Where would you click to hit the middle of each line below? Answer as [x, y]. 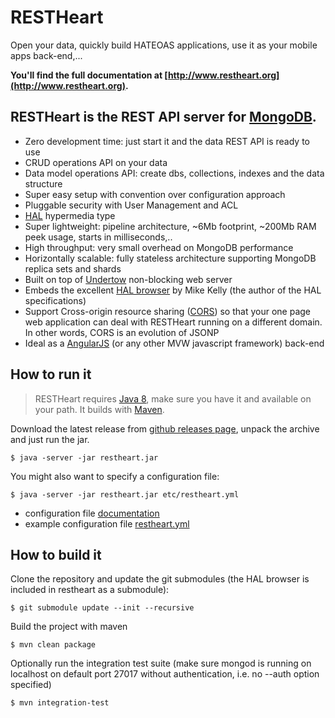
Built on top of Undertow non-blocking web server [128, 279]
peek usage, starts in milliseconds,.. [98, 237]
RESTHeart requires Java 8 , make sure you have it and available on [173, 398]
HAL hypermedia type [70, 215]
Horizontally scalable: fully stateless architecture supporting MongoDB [170, 258]
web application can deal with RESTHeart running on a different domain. [173, 322]
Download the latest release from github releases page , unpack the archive [165, 428]
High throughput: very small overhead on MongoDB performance [159, 247]
